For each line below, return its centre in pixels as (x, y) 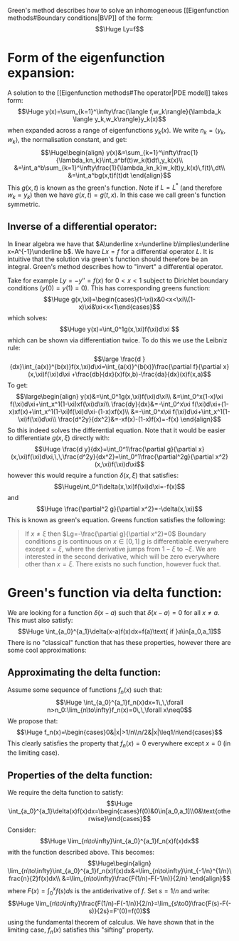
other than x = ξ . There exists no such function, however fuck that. (123, 564)
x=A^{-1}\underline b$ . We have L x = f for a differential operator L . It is (111, 251)
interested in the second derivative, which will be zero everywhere (122, 556)
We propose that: (33, 721)
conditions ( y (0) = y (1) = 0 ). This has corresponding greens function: (109, 288)
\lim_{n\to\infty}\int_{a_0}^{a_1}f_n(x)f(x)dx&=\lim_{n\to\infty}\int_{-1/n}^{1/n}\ (119, 870)
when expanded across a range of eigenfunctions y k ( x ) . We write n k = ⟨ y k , (117, 131)
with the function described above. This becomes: (81, 852)
